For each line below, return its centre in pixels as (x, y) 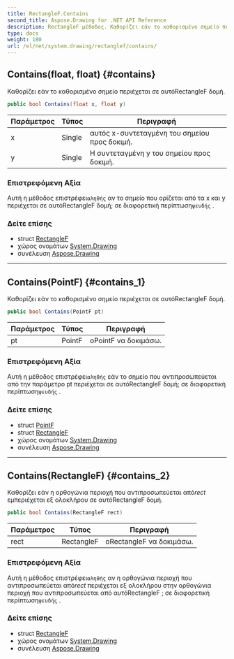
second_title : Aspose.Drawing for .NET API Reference (87, 20)
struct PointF (36, 425)
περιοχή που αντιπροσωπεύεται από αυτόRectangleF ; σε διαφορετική (109, 593)
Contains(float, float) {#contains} (81, 74)
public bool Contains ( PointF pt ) (56, 312)
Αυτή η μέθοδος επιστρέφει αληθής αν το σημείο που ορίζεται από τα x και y (116, 198)
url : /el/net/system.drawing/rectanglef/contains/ (82, 46)
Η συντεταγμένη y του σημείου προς (150, 153)
